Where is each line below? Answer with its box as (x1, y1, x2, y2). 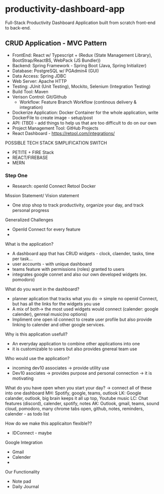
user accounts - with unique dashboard (12, 261, 92, 267)
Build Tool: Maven (12, 88, 48, 94)
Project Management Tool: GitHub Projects (12, 125, 99, 131)
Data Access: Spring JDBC (12, 73, 67, 79)
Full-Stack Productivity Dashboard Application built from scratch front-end (5, 20, 156, 26)
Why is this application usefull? (5, 331, 68, 337)
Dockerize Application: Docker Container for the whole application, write (12, 109, 159, 115)
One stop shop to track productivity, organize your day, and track (12, 202, 144, 208)
